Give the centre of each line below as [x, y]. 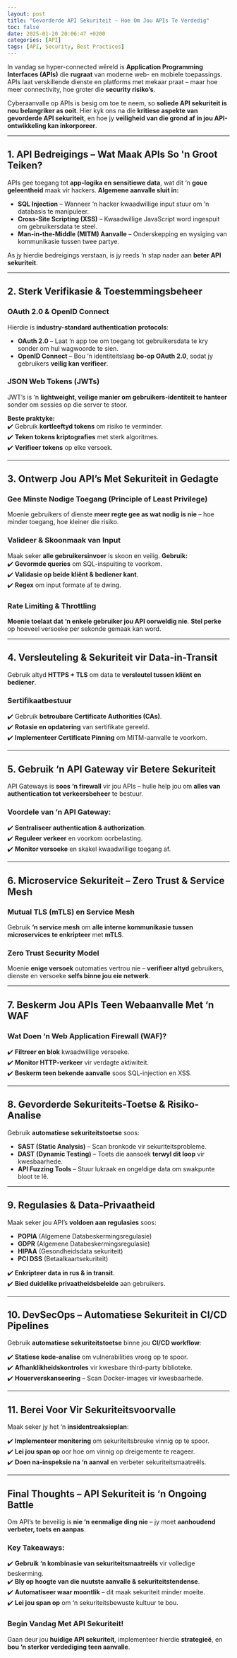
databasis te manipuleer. [53, 211]
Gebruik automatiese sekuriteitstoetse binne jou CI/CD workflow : [104, 1343]
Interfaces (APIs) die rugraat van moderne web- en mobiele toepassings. [115, 74]
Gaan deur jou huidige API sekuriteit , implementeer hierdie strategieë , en [115, 1639]
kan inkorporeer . [72, 126]
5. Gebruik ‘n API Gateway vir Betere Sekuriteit [112, 769]
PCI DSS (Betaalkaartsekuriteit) [63, 1258]
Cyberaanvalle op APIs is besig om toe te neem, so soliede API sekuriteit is [117, 103]
